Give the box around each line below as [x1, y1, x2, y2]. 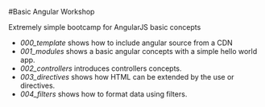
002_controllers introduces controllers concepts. [19, 64, 183, 73]
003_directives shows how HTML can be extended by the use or [19, 72, 235, 81]
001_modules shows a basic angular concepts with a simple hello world [19, 47, 258, 56]
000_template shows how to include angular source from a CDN [19, 38, 234, 47]
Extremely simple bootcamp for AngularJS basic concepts [8, 23, 201, 31]
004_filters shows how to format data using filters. [19, 89, 188, 99]
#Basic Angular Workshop [8, 7, 95, 16]
